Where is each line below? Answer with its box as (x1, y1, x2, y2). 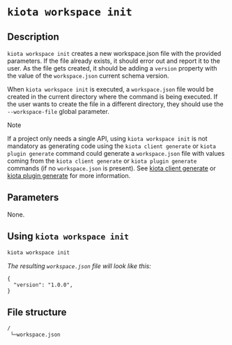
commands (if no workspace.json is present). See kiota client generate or (7, 164, 216, 172)
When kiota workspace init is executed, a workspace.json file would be (7, 85, 214, 93)
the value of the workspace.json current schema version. (7, 72, 169, 80)
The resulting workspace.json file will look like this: (7, 261, 151, 270)
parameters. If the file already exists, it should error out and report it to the (7, 57, 221, 65)
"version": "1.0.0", (13, 281, 73, 288)
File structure (7, 306, 67, 318)
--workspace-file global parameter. (7, 108, 109, 115)
